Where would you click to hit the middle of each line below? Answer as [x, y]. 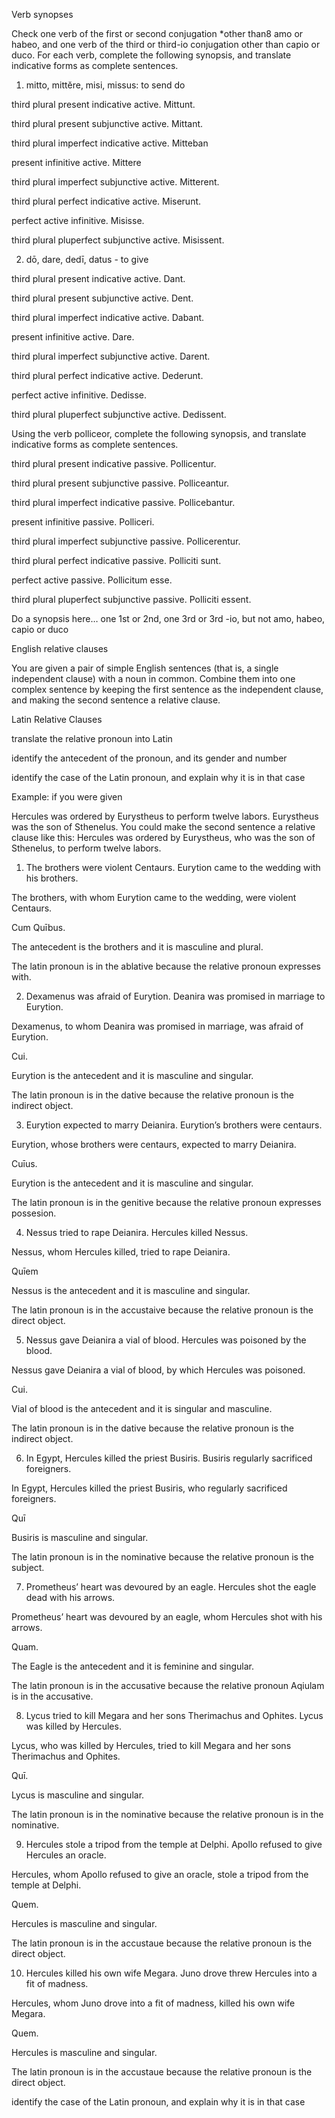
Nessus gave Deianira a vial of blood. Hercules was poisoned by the [166, 1340]
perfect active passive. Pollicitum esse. [92, 580]
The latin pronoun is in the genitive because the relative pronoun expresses [166, 1202]
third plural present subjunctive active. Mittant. [107, 123]
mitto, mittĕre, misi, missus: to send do [105, 85]
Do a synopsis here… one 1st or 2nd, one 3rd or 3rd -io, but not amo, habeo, [168, 618]
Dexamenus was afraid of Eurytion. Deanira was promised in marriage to [175, 996]
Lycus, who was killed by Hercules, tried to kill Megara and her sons [151, 1745]
